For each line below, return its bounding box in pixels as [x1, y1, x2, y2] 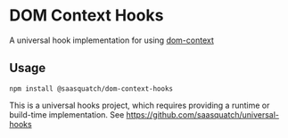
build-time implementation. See [9, 109, 125, 120]
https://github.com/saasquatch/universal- [126, 109, 279, 120]
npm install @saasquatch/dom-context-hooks [9, 84, 174, 93]
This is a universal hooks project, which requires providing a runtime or [9, 100, 270, 110]
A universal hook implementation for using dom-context [9, 35, 214, 45]
